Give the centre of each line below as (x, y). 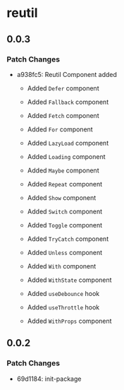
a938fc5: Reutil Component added (67, 74)
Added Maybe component (63, 170)
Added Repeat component (65, 184)
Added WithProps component (69, 321)
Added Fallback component (68, 102)
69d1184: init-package (49, 379)
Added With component (62, 266)
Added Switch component (65, 211)
